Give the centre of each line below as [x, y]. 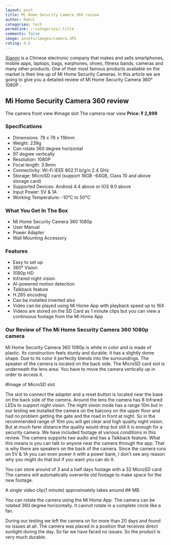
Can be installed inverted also [44, 300]
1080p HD [23, 273]
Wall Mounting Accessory [40, 238]
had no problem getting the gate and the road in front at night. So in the [80, 416]
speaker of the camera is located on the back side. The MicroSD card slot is [85, 364]
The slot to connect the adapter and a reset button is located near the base [84, 394]
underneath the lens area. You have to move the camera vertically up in [80, 369]
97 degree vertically [34, 154]
